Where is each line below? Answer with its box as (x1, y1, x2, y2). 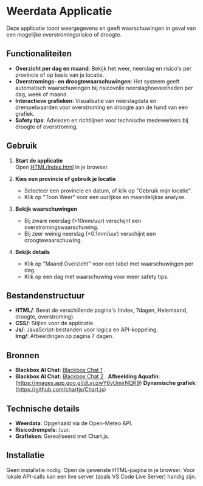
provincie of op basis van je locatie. (15, 71, 105, 79)
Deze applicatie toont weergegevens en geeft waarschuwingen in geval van (6, 24, 196, 32)
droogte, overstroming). (15, 313, 75, 320)
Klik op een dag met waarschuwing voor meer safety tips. (24, 273, 169, 280)
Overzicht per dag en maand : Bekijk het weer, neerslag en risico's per (15, 65, 192, 72)
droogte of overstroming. (15, 123, 78, 130)
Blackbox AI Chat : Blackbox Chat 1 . (15, 367, 106, 374)
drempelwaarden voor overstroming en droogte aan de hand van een (15, 104, 188, 111)
